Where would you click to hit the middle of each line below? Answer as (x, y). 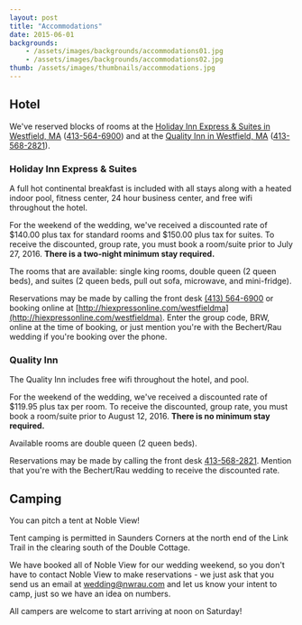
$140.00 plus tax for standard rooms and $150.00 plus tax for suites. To (142, 234)
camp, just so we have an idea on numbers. (90, 594)
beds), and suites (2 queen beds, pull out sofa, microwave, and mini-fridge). (151, 280)
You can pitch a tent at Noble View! (74, 520)
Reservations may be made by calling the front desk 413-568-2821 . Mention (151, 461)
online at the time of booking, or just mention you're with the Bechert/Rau (146, 326)
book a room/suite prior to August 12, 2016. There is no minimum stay (140, 417)
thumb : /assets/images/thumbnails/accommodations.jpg (113, 69)
